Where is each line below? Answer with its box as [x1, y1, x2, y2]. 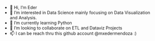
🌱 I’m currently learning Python [9, 20, 72, 26]
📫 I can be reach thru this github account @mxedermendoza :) [9, 30, 137, 36]
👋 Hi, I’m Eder [9, 5, 38, 10]
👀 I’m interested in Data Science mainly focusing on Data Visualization [9, 10, 150, 15]
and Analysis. [9, 15, 37, 20]
